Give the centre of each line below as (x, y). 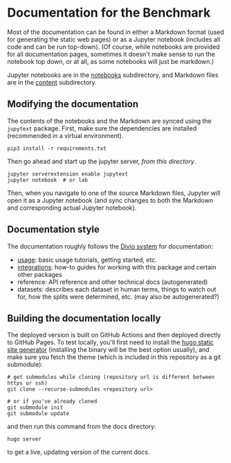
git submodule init (35, 407)
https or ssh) (28, 383)
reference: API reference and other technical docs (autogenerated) (112, 282)
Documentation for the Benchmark (109, 13)
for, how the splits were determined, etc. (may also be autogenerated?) (118, 296)
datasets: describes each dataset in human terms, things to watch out (117, 289)
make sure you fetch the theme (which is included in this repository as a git (114, 357)
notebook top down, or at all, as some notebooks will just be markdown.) (111, 61)
